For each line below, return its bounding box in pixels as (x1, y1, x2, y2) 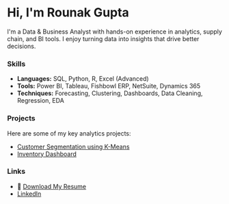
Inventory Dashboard (16, 149, 77, 158)
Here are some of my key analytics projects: (7, 129, 131, 138)
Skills (7, 59, 26, 68)
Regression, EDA (16, 97, 65, 105)
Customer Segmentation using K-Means (16, 142, 130, 151)
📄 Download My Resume (16, 182, 87, 190)
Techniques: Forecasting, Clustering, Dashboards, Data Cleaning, (16, 89, 203, 97)
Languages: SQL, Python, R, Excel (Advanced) (16, 75, 149, 83)
